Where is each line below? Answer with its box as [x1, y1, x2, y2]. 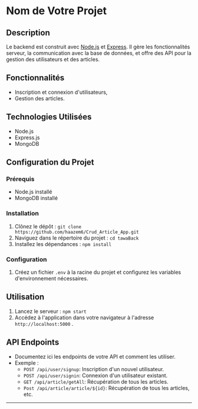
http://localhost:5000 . [14, 320, 74, 327]
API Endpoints [6, 338, 60, 348]
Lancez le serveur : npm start [14, 307, 87, 315]
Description [6, 28, 50, 38]
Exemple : [14, 359, 39, 367]
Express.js [14, 134, 40, 141]
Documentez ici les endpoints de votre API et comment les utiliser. [14, 353, 176, 360]
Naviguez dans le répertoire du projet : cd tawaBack [14, 234, 139, 241]
